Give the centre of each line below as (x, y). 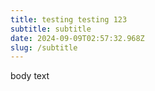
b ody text (30, 76)
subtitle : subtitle (51, 29)
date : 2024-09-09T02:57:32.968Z (77, 38)
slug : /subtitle (44, 47)
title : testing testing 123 (69, 19)
